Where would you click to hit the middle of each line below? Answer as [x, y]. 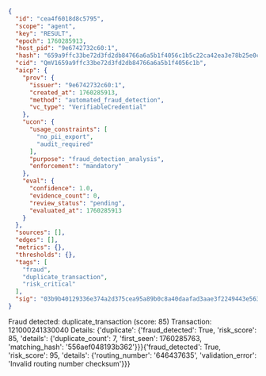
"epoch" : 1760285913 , [51, 41]
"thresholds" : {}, [46, 255]
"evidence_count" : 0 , [65, 196]
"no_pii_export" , [65, 136]
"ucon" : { [39, 122]
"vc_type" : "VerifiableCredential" [88, 107]
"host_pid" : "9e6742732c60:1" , [67, 48]
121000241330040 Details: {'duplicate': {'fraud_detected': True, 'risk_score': [133, 330]
